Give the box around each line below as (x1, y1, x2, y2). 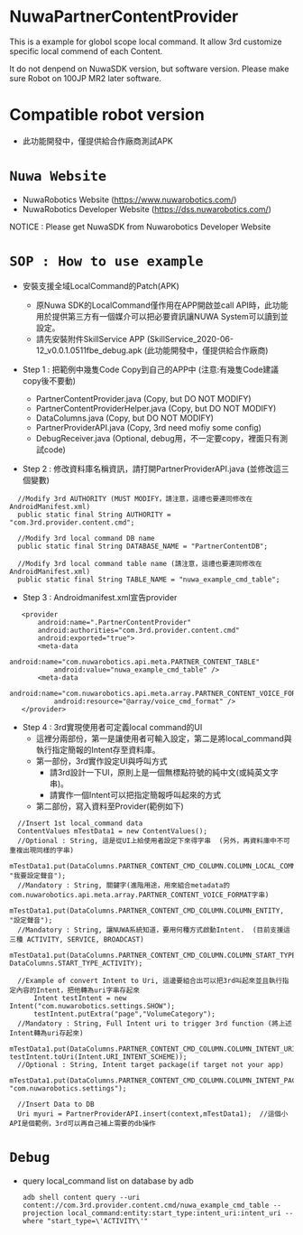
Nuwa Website (9, 168, 106, 185)
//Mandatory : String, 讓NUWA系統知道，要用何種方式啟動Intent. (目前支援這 (17, 925, 290, 934)
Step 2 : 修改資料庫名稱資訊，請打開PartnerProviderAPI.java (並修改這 (22, 463, 282, 474)
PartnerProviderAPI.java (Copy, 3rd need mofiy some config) (35, 422, 262, 432)
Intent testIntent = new (32, 993, 127, 1003)
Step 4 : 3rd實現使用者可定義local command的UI (22, 721, 203, 732)
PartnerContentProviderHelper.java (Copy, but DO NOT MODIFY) (35, 403, 277, 413)
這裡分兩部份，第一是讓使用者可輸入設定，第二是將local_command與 (35, 733, 292, 744)
